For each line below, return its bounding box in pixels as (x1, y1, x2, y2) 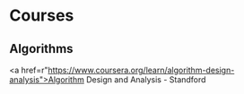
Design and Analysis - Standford (86, 74, 206, 85)
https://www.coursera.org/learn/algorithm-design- (48, 64, 235, 75)
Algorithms (9, 41, 74, 56)
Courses (9, 5, 74, 26)
